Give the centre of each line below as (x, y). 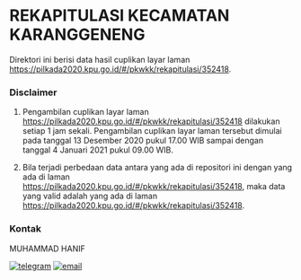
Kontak (26, 229)
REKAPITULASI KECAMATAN (120, 16)
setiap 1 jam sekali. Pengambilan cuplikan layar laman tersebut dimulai (152, 131)
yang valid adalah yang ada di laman (90, 196)
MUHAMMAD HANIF (47, 249)
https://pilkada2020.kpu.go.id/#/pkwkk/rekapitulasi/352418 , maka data (154, 187)
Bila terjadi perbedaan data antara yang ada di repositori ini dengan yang (157, 168)
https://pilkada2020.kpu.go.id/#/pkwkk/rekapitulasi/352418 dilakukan (151, 121)
